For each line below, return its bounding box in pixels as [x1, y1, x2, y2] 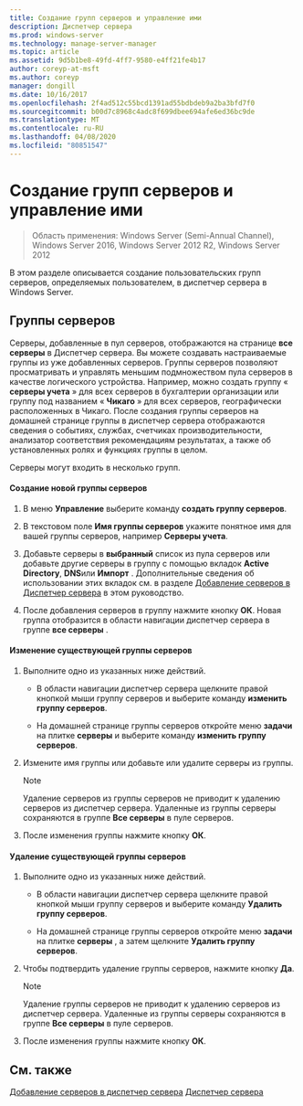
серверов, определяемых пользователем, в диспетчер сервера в [9, 276, 267, 288]
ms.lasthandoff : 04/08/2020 [9, 133, 117, 142]
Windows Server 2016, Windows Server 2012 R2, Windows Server [31, 239, 280, 250]
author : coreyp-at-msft [9, 65, 100, 74]
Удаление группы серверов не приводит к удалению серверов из [22, 998, 281, 1010]
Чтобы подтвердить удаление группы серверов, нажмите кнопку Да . [22, 963, 295, 974]
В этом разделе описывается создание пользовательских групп [9, 267, 262, 278]
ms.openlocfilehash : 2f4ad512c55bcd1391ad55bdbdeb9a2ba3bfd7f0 [9, 98, 256, 108]
